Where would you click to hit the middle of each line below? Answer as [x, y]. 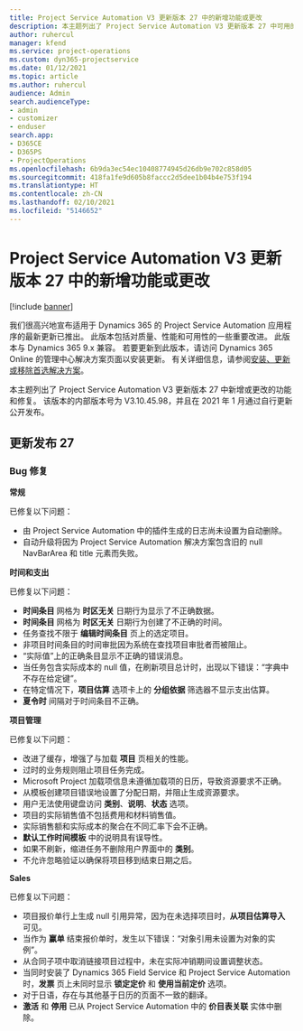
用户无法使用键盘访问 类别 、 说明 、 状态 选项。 [108, 803]
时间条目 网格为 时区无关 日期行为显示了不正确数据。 [120, 611]
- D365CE [26, 144]
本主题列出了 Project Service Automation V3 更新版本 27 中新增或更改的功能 [151, 389]
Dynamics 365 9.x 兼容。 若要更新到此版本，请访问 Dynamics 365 [150, 348]
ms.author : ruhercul [48, 85]
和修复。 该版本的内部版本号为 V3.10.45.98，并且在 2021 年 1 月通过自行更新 [151, 400]
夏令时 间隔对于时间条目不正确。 [83, 701]
